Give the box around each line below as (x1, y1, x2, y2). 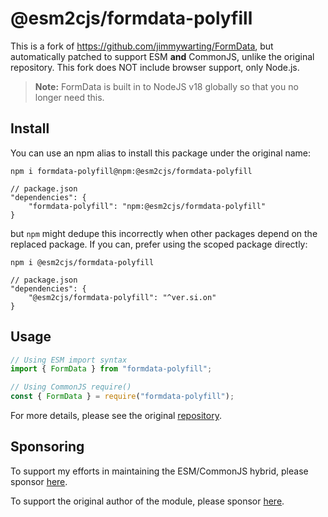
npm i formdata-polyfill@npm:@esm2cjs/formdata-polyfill (10, 166, 253, 176)
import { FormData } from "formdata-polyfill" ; (10, 364, 213, 374)
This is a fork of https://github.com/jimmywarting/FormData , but (10, 40, 274, 52)
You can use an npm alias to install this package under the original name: (10, 147, 312, 159)
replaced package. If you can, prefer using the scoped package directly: (10, 238, 308, 250)
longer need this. (34, 91, 105, 103)
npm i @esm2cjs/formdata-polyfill (10, 257, 155, 267)
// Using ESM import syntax (10, 355, 128, 365)
